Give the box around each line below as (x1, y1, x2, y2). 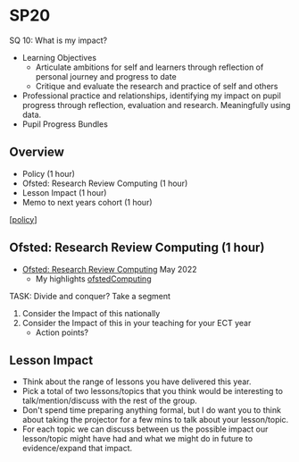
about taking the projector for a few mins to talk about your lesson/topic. (21, 415, 289, 425)
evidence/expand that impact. (21, 443, 133, 454)
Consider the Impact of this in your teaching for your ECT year (21, 317, 252, 328)
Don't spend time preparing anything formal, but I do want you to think (21, 405, 281, 416)
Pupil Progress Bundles (21, 118, 109, 130)
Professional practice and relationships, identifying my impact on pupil (21, 90, 281, 101)
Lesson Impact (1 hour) (21, 187, 107, 197)
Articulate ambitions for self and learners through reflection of (35, 62, 264, 72)
